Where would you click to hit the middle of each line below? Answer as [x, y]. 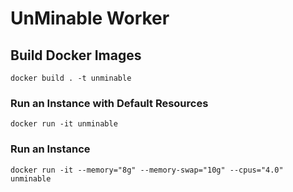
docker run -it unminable [64, 124]
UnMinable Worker [90, 18]
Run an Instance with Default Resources [109, 103]
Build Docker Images [76, 55]
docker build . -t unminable [71, 78]
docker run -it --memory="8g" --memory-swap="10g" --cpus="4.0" [147, 170]
